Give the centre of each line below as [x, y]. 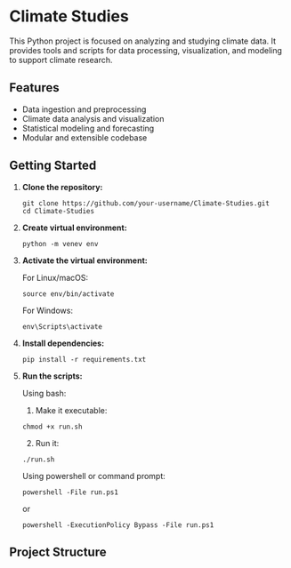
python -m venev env [60, 244]
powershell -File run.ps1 [70, 492]
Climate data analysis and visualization [93, 118]
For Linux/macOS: [55, 277]
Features [34, 88]
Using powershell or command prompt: [94, 476]
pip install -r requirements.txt [84, 359]
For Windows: [48, 310]
